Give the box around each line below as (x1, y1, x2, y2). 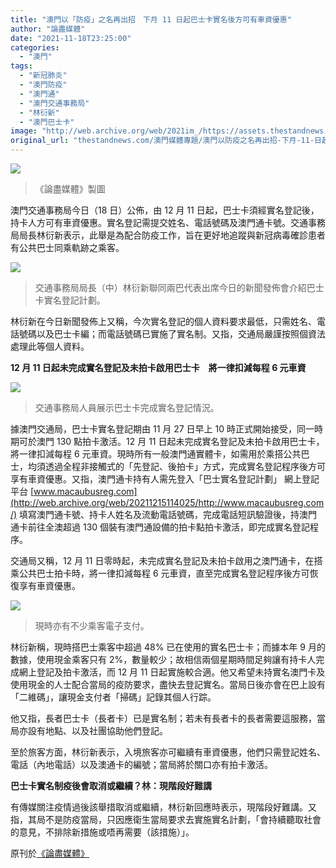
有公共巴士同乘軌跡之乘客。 (10, 242, 125, 253)
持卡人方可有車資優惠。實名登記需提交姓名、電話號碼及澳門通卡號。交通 (10, 217, 308, 228)
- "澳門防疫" (19, 80, 68, 90)
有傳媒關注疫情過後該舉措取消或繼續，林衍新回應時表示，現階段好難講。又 (10, 801, 317, 813)
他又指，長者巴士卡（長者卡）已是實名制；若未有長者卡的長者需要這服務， (10, 712, 317, 724)
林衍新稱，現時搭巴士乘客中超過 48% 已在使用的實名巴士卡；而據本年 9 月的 (10, 641, 326, 653)
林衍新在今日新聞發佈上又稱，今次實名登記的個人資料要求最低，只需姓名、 (10, 316, 317, 327)
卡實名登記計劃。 (34, 294, 106, 306)
